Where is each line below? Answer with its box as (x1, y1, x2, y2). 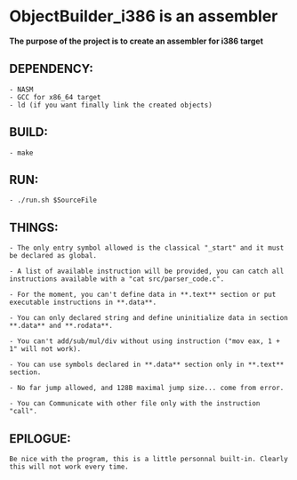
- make (9, 148, 34, 157)
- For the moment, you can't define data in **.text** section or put (9, 291, 277, 300)
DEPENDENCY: (9, 61, 93, 76)
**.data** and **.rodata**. (9, 322, 114, 331)
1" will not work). (9, 345, 82, 354)
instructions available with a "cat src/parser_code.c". (9, 275, 225, 284)
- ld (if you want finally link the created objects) (9, 100, 213, 109)
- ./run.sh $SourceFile (9, 196, 98, 205)
